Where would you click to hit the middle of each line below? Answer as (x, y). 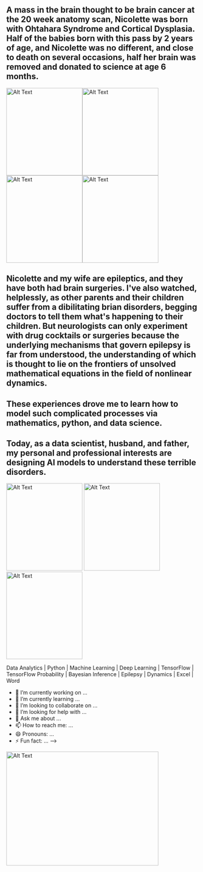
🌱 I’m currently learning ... (47, 699)
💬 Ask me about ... (38, 718)
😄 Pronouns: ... (35, 734)
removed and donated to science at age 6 (86, 67)
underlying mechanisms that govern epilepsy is (98, 345)
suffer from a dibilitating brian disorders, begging (102, 307)
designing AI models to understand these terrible (101, 462)
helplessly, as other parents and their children (95, 298)
